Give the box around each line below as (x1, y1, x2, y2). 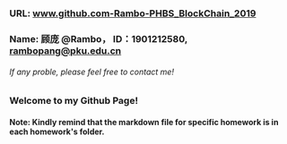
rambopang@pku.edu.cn (9, 44, 122, 56)
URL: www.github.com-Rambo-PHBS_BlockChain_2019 (9, 7, 257, 20)
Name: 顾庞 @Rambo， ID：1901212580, (9, 32, 188, 45)
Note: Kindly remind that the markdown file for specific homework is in (9, 116, 279, 127)
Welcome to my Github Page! (9, 95, 139, 107)
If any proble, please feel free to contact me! (9, 66, 175, 78)
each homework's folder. (9, 126, 105, 137)
